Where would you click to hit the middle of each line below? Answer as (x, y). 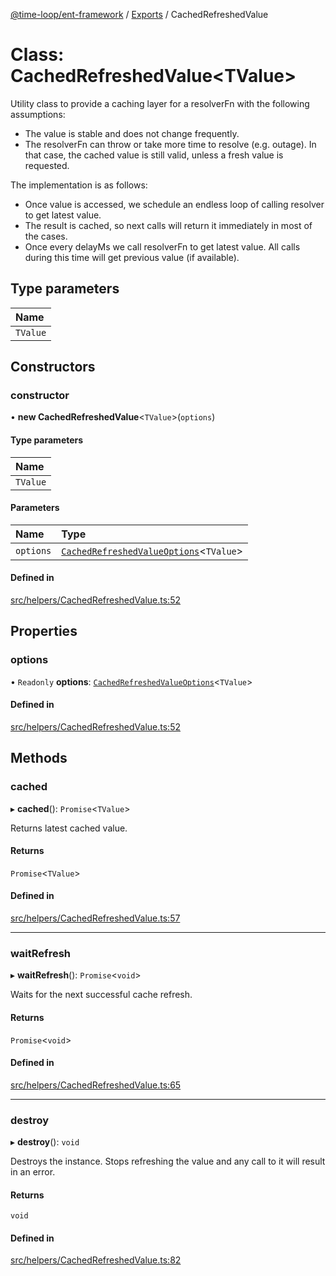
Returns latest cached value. (69, 828)
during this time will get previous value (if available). (132, 257)
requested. (47, 165)
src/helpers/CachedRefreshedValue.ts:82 (96, 1260)
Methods (39, 758)
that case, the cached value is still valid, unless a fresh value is (154, 155)
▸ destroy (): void (45, 1142)
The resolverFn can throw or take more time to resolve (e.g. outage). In (170, 144)
